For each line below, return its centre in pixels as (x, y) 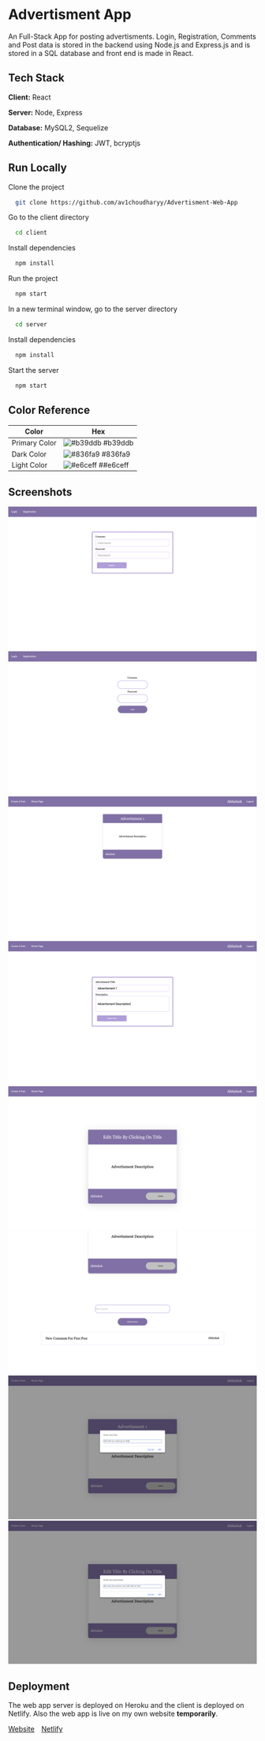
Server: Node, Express (45, 112)
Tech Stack (36, 78)
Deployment (39, 1686)
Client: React (30, 97)
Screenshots (40, 492)
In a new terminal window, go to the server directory (93, 309)
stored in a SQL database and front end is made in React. (101, 53)
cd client (31, 233)
